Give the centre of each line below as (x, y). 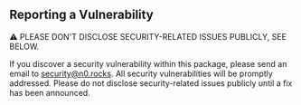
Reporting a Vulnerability (81, 15)
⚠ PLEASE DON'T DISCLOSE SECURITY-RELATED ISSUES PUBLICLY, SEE (148, 36)
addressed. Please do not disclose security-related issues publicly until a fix (151, 83)
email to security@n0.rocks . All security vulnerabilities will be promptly (141, 73)
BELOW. (24, 46)
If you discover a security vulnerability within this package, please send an (148, 63)
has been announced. (50, 92)
